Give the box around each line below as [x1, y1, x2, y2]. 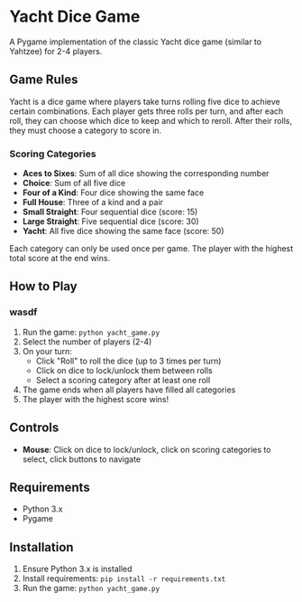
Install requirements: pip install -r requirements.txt [22, 573, 226, 584]
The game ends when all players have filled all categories [22, 384, 236, 395]
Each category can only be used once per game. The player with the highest [9, 243, 294, 254]
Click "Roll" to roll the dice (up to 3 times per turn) [35, 355, 222, 366]
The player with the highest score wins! [22, 393, 169, 404]
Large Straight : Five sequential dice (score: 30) [22, 216, 200, 227]
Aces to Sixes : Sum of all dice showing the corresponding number [22, 168, 270, 179]
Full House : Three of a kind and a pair [22, 197, 164, 208]
